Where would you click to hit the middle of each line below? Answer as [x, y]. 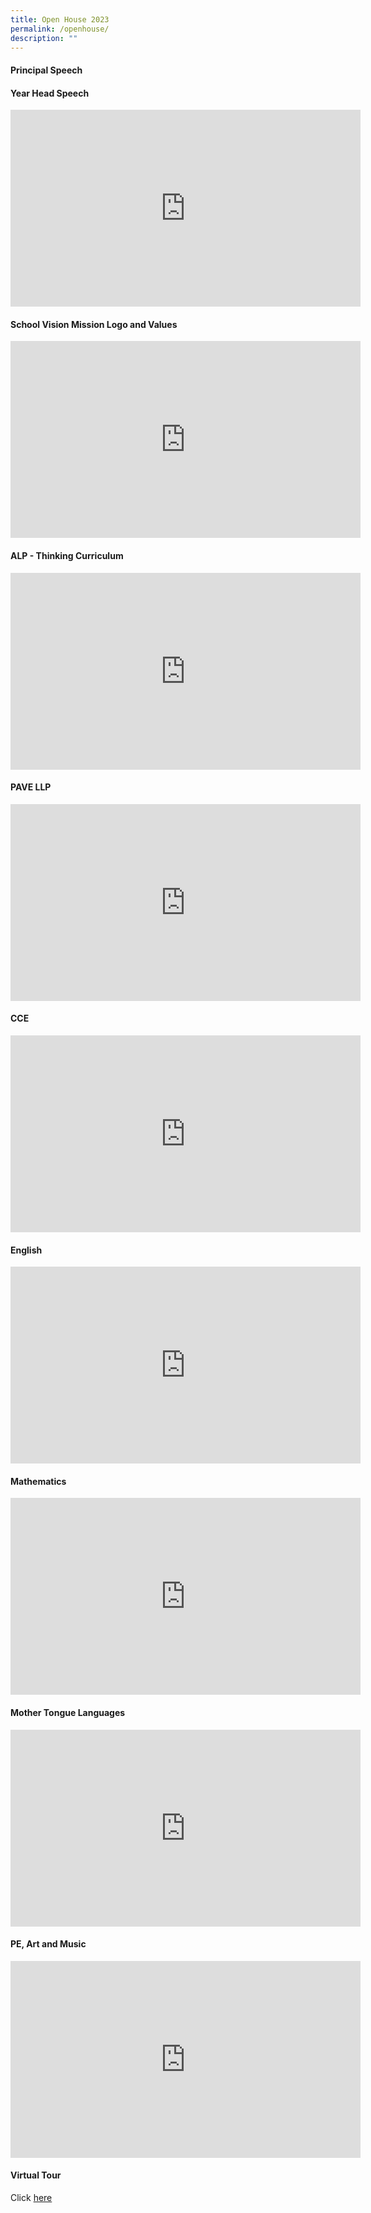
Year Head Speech [50, 93]
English [26, 1250]
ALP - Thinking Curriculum [67, 555]
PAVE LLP [31, 787]
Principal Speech [46, 70]
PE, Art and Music [48, 1944]
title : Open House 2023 [60, 19]
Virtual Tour [36, 2175]
